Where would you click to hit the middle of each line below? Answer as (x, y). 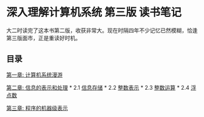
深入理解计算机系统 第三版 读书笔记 (94, 12)
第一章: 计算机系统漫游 (34, 75)
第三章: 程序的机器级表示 (37, 108)
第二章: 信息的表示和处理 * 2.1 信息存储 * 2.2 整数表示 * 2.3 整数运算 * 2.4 (98, 87)
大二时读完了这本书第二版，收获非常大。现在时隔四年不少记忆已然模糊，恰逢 (102, 30)
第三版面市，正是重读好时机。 (43, 38)
